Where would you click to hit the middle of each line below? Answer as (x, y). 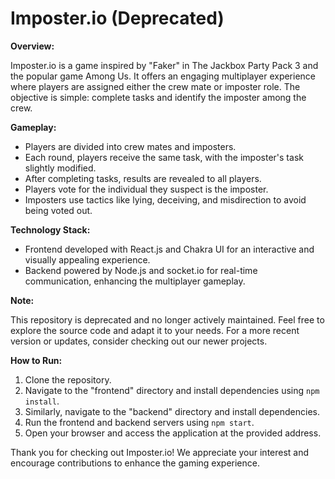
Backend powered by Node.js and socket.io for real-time (141, 270)
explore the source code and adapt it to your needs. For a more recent (155, 330)
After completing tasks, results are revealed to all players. (143, 178)
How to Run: (36, 360)
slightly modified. (60, 168)
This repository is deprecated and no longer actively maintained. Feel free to (167, 319)
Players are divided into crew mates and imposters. (130, 146)
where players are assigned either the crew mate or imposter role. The (155, 86)
